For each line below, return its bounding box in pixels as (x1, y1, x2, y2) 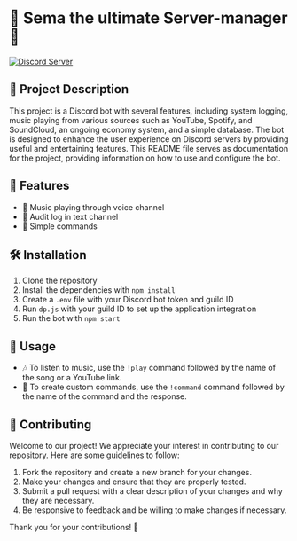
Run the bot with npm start (21, 313, 121, 324)
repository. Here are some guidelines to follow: (9, 450, 180, 460)
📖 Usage (9, 339, 56, 354)
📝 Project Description (9, 82, 129, 97)
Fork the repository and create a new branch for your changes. (21, 467, 253, 477)
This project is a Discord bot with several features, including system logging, (9, 106, 289, 116)
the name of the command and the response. (21, 391, 188, 402)
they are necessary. (21, 496, 95, 506)
